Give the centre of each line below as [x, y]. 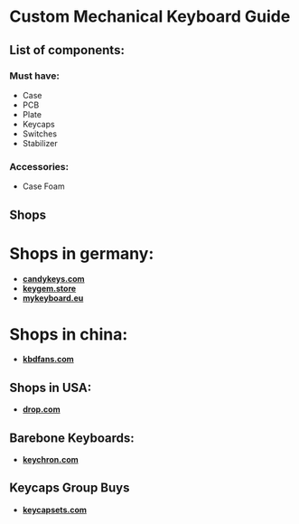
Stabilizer [40, 143]
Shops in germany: [82, 253]
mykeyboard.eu [53, 298]
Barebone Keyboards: [72, 438]
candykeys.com [53, 278]
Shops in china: [69, 334]
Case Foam [43, 186]
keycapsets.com [55, 510]
